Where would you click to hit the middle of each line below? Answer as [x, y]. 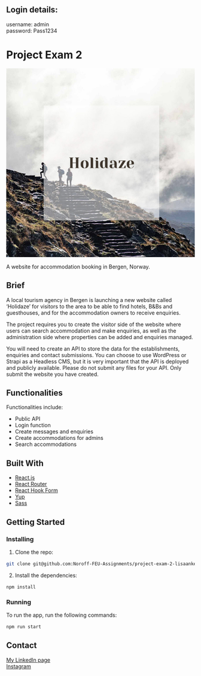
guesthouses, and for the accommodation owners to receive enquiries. [93, 313]
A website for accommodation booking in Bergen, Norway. [78, 267]
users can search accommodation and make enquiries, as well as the [91, 331]
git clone [19, 564]
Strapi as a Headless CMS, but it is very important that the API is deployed [98, 361]
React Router [31, 484]
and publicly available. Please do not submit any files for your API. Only [94, 367]
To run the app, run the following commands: [62, 615]
